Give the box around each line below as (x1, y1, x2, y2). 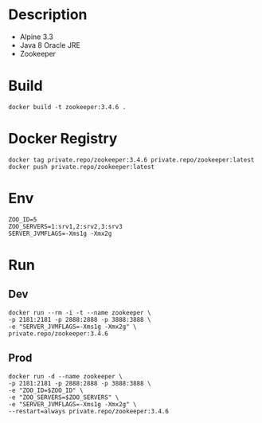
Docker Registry (8, 130, 118, 148)
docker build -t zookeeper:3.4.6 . (8, 103, 127, 111)
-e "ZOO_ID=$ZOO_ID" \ (8, 386, 84, 394)
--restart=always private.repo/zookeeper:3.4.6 (8, 407, 170, 415)
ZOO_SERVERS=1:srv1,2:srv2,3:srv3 (8, 222, 123, 230)
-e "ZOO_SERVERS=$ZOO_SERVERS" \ (8, 393, 119, 401)
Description (8, 6, 88, 24)
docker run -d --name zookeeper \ (8, 372, 123, 380)
